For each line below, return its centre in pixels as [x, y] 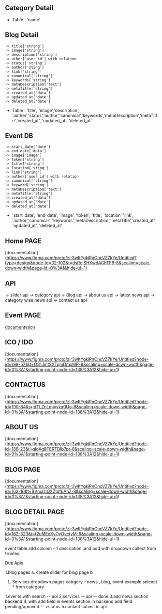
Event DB [19, 136]
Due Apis [14, 563]
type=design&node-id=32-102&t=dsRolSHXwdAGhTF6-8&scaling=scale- [78, 263]
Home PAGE [23, 241]
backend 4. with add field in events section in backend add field [69, 601]
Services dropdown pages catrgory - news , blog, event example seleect [84, 582]
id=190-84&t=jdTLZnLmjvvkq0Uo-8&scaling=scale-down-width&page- [76, 406]
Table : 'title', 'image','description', [46, 110]
